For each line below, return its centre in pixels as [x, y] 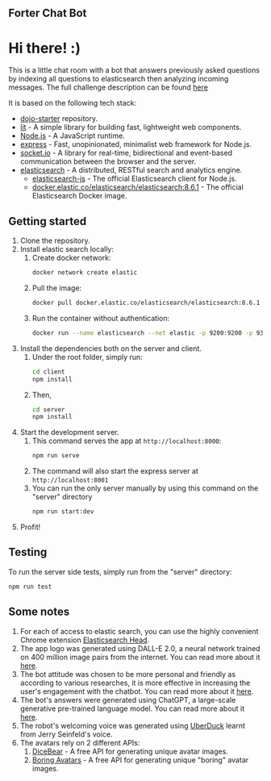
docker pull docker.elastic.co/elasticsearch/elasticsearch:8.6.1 [146, 303]
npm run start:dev [63, 512]
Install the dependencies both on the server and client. [110, 348]
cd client [49, 372]
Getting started [48, 221]
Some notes [39, 612]
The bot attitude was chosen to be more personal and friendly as [128, 674]
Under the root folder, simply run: [87, 357]
